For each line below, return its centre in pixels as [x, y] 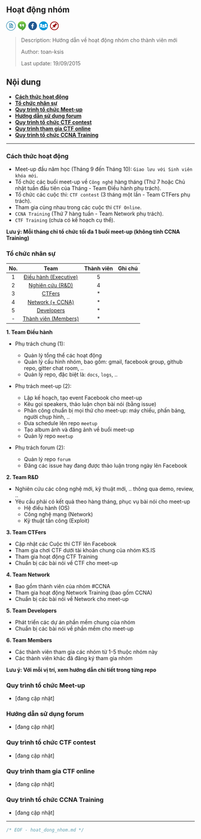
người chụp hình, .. [47, 417]
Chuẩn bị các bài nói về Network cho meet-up [72, 599]
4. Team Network [28, 575]
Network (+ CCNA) [51, 302]
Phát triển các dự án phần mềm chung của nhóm [75, 622]
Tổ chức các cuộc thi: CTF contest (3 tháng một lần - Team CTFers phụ [102, 194]
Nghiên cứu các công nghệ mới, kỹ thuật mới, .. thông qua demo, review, [104, 489]
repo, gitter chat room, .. [54, 368]
